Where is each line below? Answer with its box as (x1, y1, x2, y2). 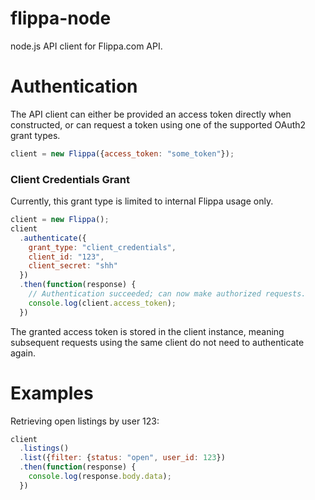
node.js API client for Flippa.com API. (10, 40, 163, 52)
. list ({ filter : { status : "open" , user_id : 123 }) (19, 453, 226, 463)
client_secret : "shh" (28, 261, 118, 271)
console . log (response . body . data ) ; (28, 472, 172, 482)
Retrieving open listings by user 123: (10, 415, 160, 427)
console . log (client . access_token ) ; (28, 298, 177, 308)
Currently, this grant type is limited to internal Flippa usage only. (10, 195, 274, 207)
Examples (10, 382, 94, 404)
